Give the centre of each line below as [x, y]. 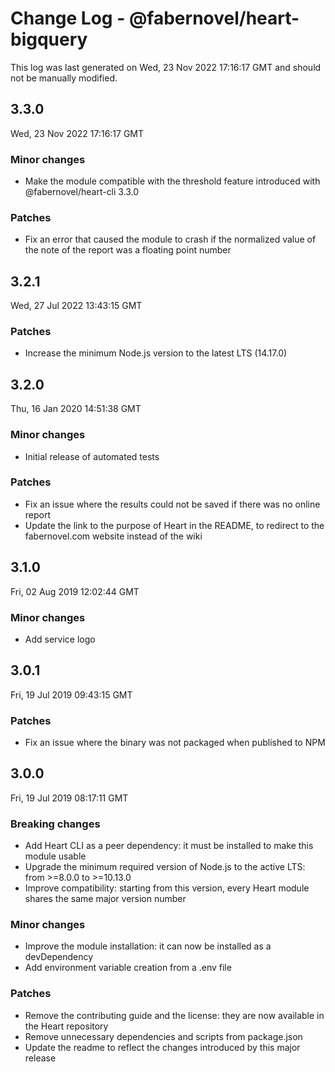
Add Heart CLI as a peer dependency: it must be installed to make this [169, 846]
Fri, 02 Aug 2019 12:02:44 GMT [75, 591]
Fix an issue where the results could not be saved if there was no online [172, 504]
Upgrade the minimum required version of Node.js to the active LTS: [165, 867]
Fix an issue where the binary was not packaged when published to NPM [175, 743]
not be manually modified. [64, 78]
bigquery [49, 39]
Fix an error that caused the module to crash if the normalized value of [170, 239]
